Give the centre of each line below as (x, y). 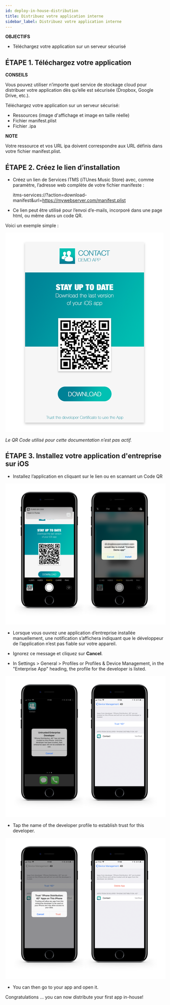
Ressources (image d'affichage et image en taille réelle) (71, 115)
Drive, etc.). (18, 96)
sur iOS (17, 464)
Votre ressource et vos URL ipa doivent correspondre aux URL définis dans (84, 146)
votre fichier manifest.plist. (33, 151)
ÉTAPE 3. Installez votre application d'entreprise (83, 456)
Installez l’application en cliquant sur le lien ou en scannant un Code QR (88, 476)
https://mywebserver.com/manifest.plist (84, 200)
